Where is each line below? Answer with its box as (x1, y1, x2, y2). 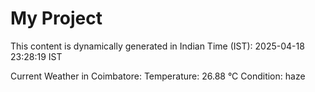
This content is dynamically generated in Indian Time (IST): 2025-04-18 (10, 40, 305, 52)
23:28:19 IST (10, 50, 63, 62)
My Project (10, 7, 103, 30)
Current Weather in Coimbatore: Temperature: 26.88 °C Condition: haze (10, 70, 306, 82)
